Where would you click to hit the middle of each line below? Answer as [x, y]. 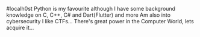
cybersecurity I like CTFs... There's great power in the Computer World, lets [100, 21]
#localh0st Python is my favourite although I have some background [91, 9]
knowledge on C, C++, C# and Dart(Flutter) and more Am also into [88, 15]
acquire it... [20, 27]
